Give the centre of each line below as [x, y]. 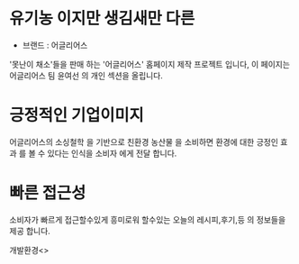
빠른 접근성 [48, 193]
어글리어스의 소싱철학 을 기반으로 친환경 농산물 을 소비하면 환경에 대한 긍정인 [144, 141]
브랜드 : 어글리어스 [55, 45]
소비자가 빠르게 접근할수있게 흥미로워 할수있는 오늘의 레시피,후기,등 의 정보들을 [148, 219]
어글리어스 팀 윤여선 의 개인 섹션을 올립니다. [86, 75]
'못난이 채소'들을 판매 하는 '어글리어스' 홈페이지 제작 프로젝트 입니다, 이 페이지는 [150, 64]
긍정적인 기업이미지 [77, 116]
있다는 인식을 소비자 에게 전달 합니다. [112, 153]
